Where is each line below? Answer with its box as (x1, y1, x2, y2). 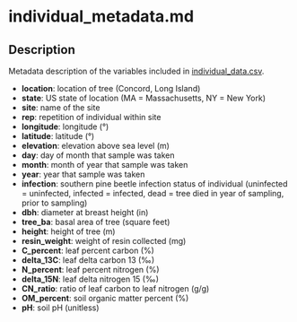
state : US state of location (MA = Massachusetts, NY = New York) (21, 92, 266, 103)
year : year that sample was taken (21, 169, 145, 179)
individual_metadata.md (8, 6, 195, 27)
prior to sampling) (21, 197, 88, 208)
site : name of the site (21, 102, 100, 113)
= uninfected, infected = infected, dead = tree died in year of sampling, (21, 188, 284, 198)
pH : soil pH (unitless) (21, 302, 100, 313)
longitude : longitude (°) (21, 121, 109, 132)
